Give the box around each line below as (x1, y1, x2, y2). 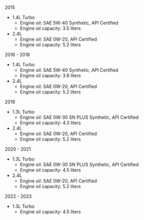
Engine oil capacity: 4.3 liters (19, 120, 81, 125)
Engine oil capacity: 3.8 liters (19, 72, 81, 79)
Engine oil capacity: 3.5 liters (19, 25, 81, 31)
